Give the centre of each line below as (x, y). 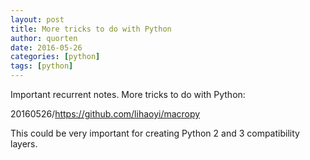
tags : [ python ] (42, 66)
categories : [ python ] (55, 57)
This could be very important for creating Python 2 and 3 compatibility (155, 133)
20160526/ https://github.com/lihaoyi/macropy (105, 114)
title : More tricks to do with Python (91, 29)
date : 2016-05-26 (46, 47)
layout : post (37, 19)
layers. (24, 144)
